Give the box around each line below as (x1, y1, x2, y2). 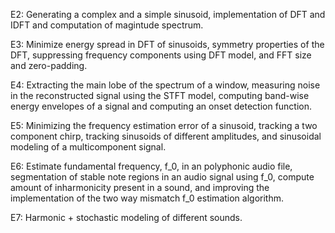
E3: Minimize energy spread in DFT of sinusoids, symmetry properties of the (10, 39, 325, 50)
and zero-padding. (10, 60, 88, 71)
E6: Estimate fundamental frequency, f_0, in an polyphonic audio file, (10, 160, 293, 172)
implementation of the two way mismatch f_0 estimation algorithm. (10, 192, 285, 204)
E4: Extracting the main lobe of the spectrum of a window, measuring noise (10, 79, 321, 91)
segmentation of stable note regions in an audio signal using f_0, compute (10, 171, 315, 183)
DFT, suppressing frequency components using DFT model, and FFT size (10, 49, 312, 61)
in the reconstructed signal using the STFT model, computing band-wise (10, 90, 310, 101)
